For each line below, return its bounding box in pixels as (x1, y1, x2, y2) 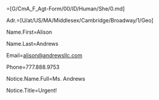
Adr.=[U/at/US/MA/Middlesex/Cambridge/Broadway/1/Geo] (6, 17, 154, 23)
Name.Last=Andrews (6, 40, 59, 47)
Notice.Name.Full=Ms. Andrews (6, 75, 86, 82)
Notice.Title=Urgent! (6, 87, 57, 94)
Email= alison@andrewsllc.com (6, 52, 83, 59)
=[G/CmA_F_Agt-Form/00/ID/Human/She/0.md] (6, 5, 125, 12)
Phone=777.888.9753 (6, 63, 60, 70)
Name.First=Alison (6, 28, 53, 36)
